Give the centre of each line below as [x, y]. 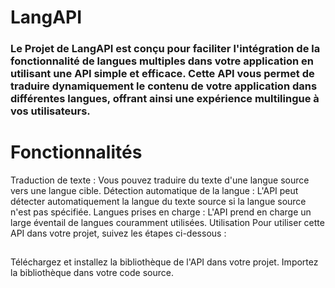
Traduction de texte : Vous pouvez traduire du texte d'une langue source [160, 180]
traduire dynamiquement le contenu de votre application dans [164, 86]
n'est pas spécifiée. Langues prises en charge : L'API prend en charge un [161, 212]
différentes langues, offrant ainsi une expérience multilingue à [165, 99]
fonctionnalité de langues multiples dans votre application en [162, 61]
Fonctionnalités [76, 152]
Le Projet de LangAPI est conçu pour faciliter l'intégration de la [165, 49]
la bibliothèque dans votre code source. [92, 273]
